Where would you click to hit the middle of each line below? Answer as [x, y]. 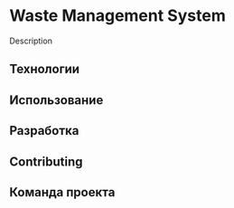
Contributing [46, 161]
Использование [56, 100]
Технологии [44, 69]
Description [31, 41]
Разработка [44, 131]
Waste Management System [117, 16]
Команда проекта [62, 192]
